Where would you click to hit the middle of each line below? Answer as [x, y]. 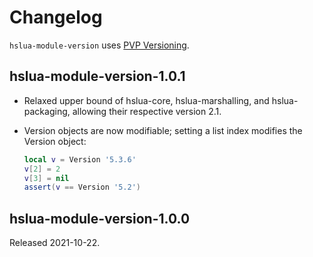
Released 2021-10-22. [55, 243]
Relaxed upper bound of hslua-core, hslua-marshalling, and [146, 100]
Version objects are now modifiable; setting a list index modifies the [163, 130]
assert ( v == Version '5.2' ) [82, 187]
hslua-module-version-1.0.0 [100, 218]
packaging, [47, 111]
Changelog [56, 17]
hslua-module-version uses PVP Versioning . [99, 45]
